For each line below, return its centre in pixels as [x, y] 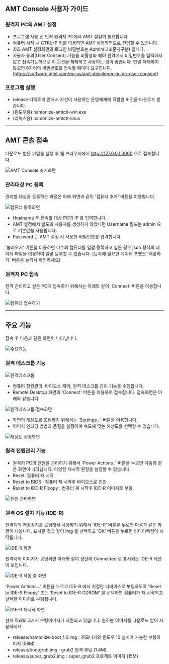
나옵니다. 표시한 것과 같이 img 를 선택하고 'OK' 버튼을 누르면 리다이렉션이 [86, 531]
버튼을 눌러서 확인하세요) [36, 260]
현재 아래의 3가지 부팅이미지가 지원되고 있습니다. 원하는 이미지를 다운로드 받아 [82, 620]
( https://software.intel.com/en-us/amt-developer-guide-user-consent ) [85, 73]
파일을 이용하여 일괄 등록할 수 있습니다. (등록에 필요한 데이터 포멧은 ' [81, 254]
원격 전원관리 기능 [26, 451]
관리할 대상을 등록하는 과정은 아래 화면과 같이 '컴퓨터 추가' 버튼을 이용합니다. [80, 197]
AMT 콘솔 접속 [27, 140]
